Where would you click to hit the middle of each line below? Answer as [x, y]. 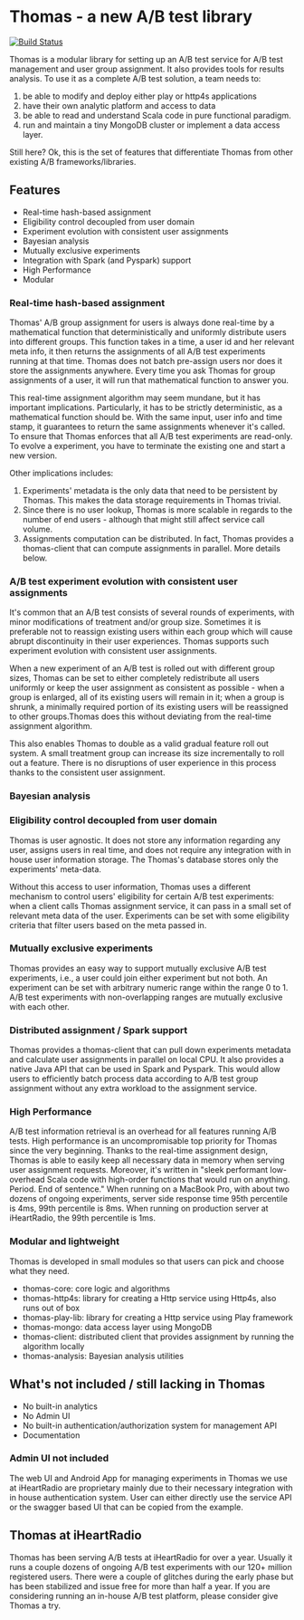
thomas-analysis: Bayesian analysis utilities [103, 1356]
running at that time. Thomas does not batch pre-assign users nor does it [146, 361]
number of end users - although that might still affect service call [143, 520]
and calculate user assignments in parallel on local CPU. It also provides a [147, 1059]
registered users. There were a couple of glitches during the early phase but [152, 1577]
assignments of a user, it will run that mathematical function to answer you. [149, 380]
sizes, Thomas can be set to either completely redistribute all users [134, 678]
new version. [33, 455]
